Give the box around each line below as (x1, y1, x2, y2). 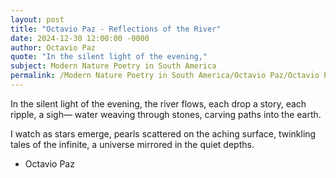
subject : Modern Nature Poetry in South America (10, 61, 217, 71)
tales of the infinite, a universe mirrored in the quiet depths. (10, 138, 255, 150)
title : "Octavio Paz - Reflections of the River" (10, 24, 222, 34)
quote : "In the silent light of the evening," (10, 52, 208, 62)
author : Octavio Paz (10, 42, 97, 53)
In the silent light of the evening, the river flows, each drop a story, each (10, 97, 307, 110)
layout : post (10, 14, 65, 25)
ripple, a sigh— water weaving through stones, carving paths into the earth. (10, 108, 322, 120)
